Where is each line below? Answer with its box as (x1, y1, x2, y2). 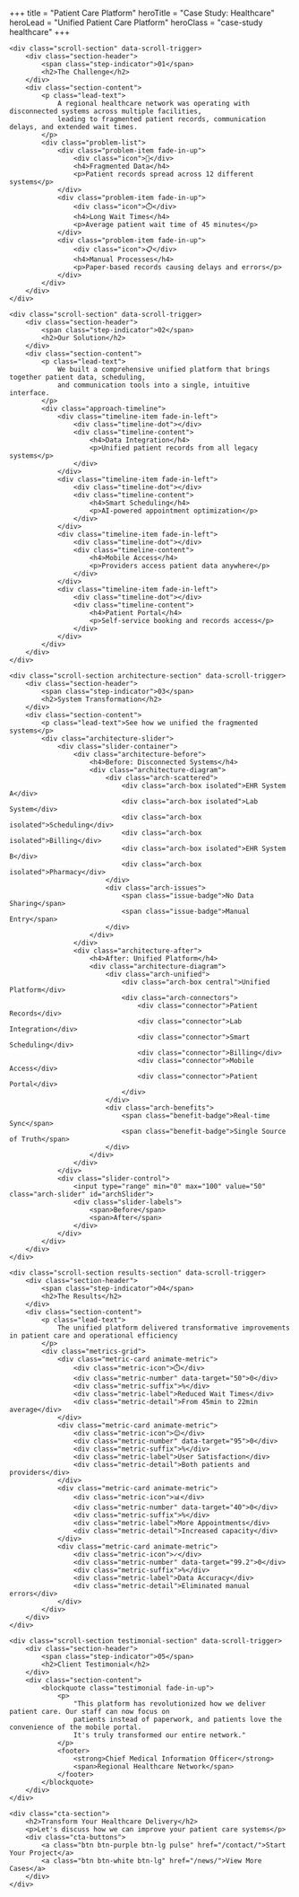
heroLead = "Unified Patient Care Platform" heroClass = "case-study (9, 17, 263, 28)
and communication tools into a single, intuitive (56, 381, 251, 390)
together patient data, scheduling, (9, 373, 146, 382)
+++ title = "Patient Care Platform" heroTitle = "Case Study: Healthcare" (9, 8, 275, 18)
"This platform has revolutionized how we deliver (73, 1699, 267, 1708)
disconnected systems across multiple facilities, (9, 107, 202, 116)
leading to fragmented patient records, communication (56, 115, 267, 124)
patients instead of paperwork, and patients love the (73, 1715, 282, 1724)
